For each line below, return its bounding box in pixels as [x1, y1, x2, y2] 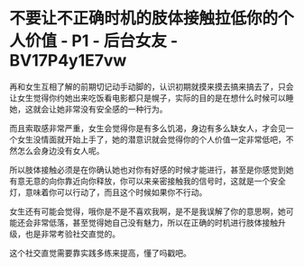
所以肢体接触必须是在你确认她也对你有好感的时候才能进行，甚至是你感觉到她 [9, 164, 294, 175]
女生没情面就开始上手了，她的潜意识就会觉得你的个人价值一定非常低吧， [16, 134, 286, 145]
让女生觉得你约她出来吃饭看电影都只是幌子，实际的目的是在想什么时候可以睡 [9, 92, 294, 103]
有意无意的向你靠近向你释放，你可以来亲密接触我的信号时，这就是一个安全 [9, 175, 286, 186]
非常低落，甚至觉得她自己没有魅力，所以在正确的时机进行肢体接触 [32, 217, 278, 227]
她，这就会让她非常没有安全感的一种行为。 [9, 103, 168, 114]
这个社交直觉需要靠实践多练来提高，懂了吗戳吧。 [9, 247, 191, 258]
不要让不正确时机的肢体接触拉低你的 [9, 8, 279, 29]
